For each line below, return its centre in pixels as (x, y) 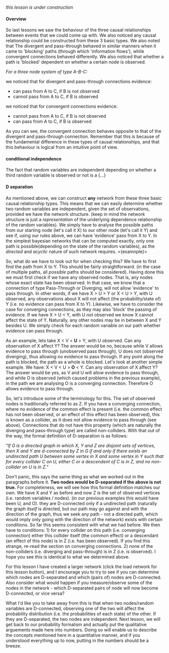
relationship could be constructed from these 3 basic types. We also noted (83, 41)
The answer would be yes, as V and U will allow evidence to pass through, (82, 372)
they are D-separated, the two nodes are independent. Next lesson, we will (83, 619)
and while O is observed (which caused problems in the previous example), (83, 378)
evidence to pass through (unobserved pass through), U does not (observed (84, 351)
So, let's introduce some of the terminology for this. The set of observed (80, 398)
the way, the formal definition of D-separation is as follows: (67, 436)
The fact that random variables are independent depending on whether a (81, 170)
